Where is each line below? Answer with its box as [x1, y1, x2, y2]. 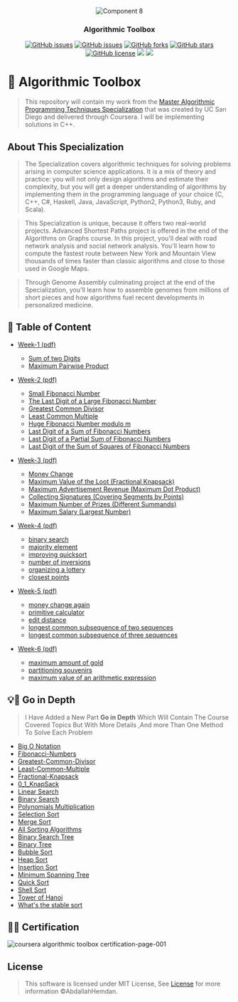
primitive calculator [28, 608, 85, 616]
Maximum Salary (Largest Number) [28, 507, 131, 516]
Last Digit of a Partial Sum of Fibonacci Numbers [28, 434, 171, 443]
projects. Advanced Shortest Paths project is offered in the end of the [24, 226, 229, 235]
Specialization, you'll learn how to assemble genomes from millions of [24, 285, 229, 295]
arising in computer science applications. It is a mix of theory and [24, 167, 217, 176]
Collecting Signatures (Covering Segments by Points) [28, 492, 185, 501]
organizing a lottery [28, 565, 86, 574]
